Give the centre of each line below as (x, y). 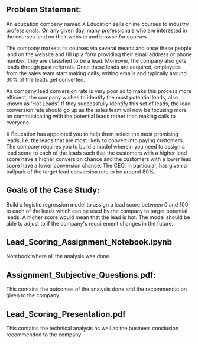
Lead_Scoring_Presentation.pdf (66, 314)
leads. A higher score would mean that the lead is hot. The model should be (98, 217)
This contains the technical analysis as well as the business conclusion (92, 329)
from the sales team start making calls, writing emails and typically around (97, 73)
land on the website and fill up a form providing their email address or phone (99, 54)
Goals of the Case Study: (53, 190)
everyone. (18, 122)
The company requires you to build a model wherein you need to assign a (95, 146)
